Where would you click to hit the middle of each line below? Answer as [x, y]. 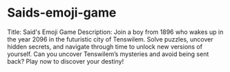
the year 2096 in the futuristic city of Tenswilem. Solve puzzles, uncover [110, 39]
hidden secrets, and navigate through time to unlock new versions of [105, 46]
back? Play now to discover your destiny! [66, 61]
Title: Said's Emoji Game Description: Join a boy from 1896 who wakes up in [115, 32]
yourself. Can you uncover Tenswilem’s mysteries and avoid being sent [108, 54]
